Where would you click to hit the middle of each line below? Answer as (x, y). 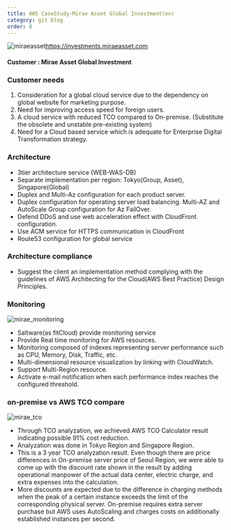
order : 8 (20, 26)
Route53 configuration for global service (75, 238)
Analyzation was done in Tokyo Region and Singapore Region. (105, 445)
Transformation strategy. (52, 139)
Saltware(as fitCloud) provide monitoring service (86, 333)
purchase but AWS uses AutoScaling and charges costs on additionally (118, 512)
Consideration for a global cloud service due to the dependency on (113, 95)
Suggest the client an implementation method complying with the (110, 272)
